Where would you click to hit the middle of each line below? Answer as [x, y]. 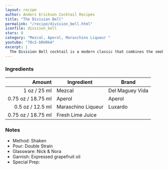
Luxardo [118, 106]
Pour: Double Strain [32, 146]
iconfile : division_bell [31, 28]
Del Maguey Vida [128, 90]
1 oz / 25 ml [37, 90]
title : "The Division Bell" [34, 19]
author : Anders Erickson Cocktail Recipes [50, 14]
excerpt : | [16, 47]
